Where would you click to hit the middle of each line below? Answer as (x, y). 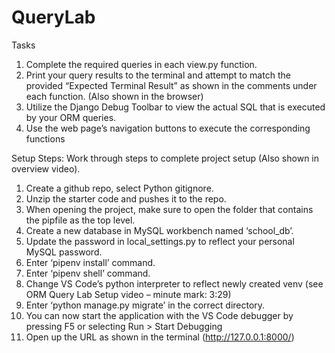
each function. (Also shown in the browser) (114, 96)
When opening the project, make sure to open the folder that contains (169, 209)
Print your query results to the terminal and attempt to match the (158, 75)
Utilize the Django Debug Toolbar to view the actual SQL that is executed (175, 107)
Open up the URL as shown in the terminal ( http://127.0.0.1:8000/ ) (160, 337)
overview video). (46, 168)
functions (45, 138)
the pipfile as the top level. (80, 220)
